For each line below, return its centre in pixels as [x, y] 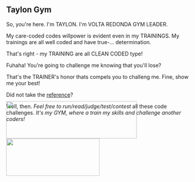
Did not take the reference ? [40, 94]
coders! [16, 119]
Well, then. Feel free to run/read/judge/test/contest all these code [86, 106]
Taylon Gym [29, 10]
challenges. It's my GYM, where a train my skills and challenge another [94, 112]
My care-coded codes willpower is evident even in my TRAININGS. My [93, 36]
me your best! [23, 83]
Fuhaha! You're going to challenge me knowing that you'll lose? [84, 65]
